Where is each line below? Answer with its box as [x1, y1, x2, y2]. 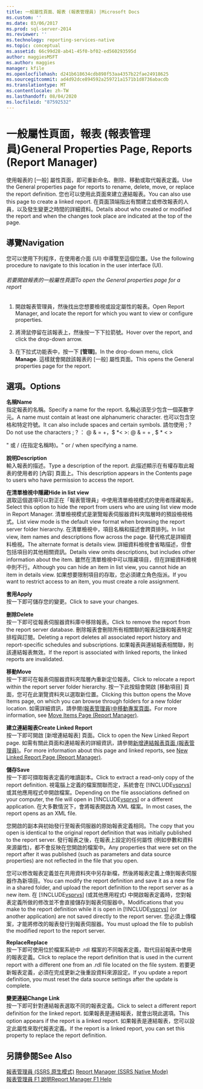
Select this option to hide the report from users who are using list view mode [6, 504, 197, 511]
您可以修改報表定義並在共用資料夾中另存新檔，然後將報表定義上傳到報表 [6, 870, 186, 877]
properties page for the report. [14, 362, 92, 370]
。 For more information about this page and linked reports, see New [19, 747, 188, 754]
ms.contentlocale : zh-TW [6, 88, 69, 94]
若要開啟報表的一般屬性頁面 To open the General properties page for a [6, 276, 181, 284]
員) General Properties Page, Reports [6, 142, 192, 156]
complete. [6, 982, 31, 990]
